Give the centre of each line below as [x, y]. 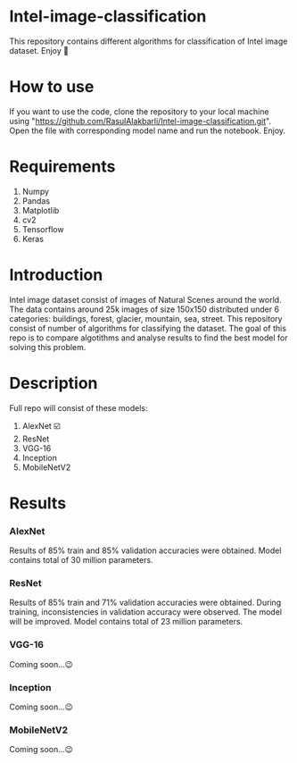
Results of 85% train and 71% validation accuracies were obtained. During [145, 603]
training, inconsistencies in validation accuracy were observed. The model [146, 612]
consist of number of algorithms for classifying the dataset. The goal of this [148, 328]
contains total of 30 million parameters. [81, 560]
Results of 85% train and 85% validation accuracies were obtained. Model [145, 550]
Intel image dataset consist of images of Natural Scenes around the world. [146, 299]
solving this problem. [48, 347]
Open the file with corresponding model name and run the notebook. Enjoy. [148, 130]
